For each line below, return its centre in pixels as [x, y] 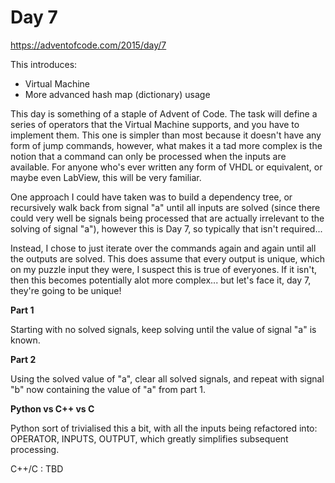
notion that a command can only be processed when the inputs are [148, 156]
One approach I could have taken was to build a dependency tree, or [151, 197]
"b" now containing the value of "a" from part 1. [108, 389]
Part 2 [23, 359]
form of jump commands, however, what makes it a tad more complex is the [166, 145]
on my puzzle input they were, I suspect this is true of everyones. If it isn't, [163, 269]
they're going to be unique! [66, 290]
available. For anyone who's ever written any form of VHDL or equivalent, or [166, 167]
